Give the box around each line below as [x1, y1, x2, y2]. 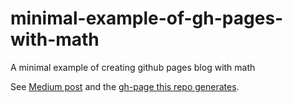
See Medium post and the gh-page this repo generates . [10, 80, 240, 92]
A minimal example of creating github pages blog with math [10, 61, 256, 73]
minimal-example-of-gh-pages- [10, 7, 284, 30]
